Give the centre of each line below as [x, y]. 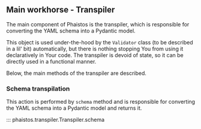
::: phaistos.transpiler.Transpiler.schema [55, 120]
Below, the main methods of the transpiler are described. [76, 73]
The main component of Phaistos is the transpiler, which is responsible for [98, 24]
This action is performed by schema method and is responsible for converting [101, 102]
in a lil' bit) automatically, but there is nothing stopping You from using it [95, 49]
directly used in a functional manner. [51, 61]
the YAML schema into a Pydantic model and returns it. [74, 108]
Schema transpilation [38, 88]
